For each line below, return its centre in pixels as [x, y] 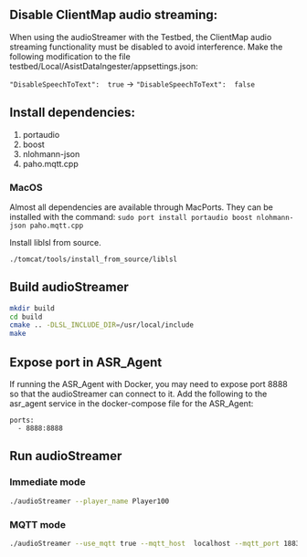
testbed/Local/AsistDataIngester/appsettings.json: [104, 66]
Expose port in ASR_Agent [86, 362]
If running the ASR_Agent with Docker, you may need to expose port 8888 [148, 384]
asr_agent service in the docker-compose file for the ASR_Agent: [132, 404]
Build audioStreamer [69, 287]
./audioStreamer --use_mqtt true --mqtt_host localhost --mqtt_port [145, 543]
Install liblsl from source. [56, 242]
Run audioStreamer [66, 456]
